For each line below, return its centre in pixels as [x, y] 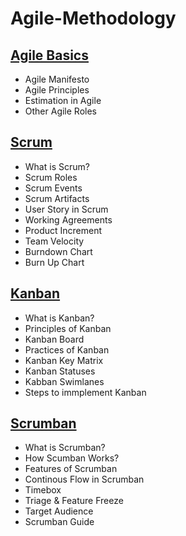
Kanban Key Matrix [64, 360]
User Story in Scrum [66, 209]
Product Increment [63, 230]
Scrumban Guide [59, 522]
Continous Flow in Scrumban [84, 479]
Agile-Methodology [93, 18]
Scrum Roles [51, 177]
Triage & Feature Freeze [74, 501]
